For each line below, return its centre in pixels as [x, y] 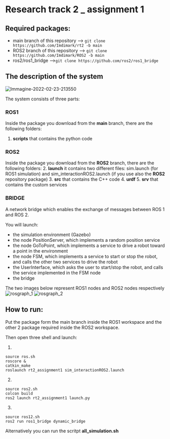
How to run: [24, 310]
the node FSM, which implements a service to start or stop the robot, [85, 256]
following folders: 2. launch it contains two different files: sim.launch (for [82, 169]
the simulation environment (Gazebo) [52, 235]
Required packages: [38, 28]
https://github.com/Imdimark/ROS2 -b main [58, 55]
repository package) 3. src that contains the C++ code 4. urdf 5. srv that [82, 179]
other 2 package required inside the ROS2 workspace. [63, 327]
